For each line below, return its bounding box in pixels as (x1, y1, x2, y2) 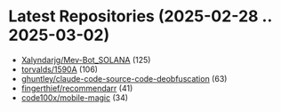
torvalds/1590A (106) (20, 64, 99, 75)
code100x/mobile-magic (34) (20, 92, 129, 103)
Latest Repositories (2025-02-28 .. (8, 6, 272, 27)
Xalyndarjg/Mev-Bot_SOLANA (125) (20, 54, 151, 65)
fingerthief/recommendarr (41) (20, 83, 133, 93)
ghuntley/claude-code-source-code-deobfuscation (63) (20, 73, 228, 84)
